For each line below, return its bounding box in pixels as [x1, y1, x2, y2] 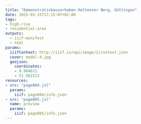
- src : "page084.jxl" [5, 82, 51, 88]
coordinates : [14, 64, 42, 69]
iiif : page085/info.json [14, 111, 67, 116]
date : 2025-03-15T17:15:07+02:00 [5, 12, 76, 17]
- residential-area [5, 26, 47, 31]
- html [10, 40, 24, 46]
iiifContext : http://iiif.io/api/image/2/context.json [10, 50, 128, 55]
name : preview [10, 102, 40, 107]
